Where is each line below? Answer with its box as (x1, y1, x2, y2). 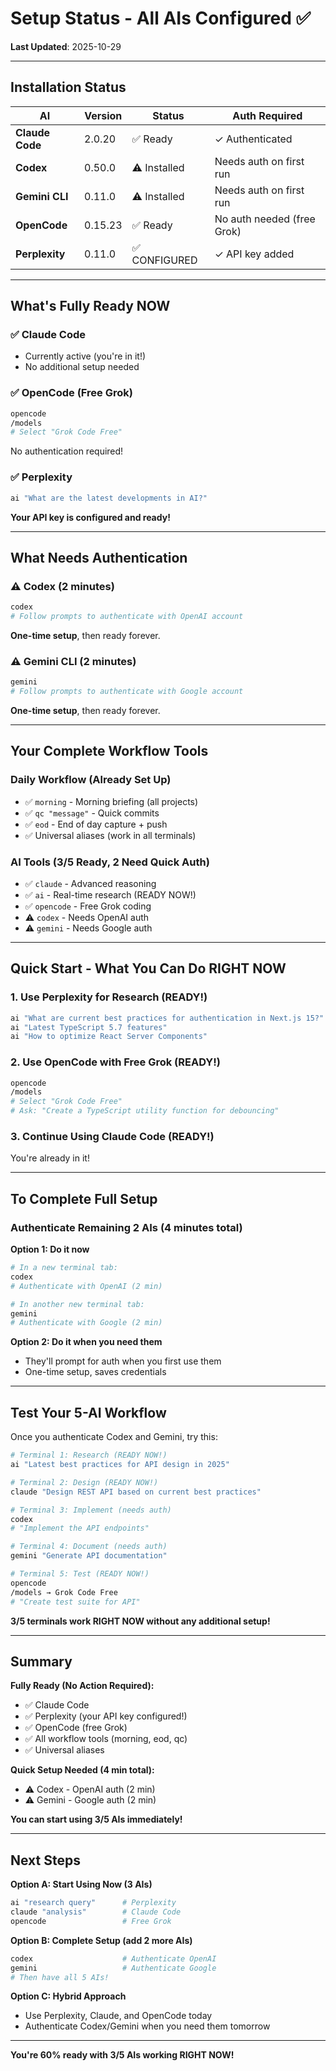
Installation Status (10, 79, 127, 96)
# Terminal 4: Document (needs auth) (10, 1542, 168, 1552)
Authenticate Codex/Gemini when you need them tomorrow (24, 2020, 271, 2032)
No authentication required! (10, 445, 124, 457)
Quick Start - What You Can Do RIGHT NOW (10, 960, 287, 977)
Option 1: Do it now (10, 1243, 90, 1256)
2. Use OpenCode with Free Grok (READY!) (10, 1055, 221, 1069)
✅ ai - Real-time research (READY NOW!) (24, 889, 197, 901)
